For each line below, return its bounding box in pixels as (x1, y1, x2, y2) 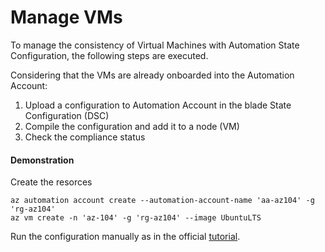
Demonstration (10, 154, 75, 166)
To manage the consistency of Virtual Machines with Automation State (10, 39, 300, 51)
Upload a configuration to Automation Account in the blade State (24, 99, 292, 111)
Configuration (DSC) (24, 109, 110, 121)
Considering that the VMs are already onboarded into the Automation (10, 69, 295, 81)
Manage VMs (10, 6, 123, 29)
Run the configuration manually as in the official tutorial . (10, 231, 241, 243)
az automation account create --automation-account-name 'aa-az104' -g (10, 196, 315, 206)
